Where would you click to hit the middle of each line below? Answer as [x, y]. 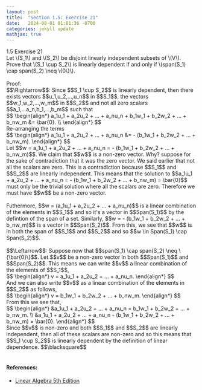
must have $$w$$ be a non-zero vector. [56, 193]
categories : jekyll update [40, 29]
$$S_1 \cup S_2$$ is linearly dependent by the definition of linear [87, 341]
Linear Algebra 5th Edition [47, 381]
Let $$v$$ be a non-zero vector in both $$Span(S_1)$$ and [114, 257]
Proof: [14, 84]
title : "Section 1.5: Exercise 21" [52, 18]
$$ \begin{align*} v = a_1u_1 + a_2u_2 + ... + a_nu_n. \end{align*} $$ [90, 276]
